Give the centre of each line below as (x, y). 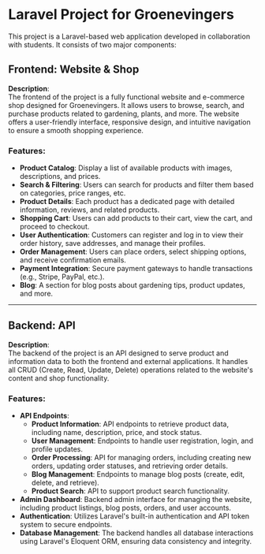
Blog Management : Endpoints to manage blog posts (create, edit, (138, 474)
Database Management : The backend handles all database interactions (136, 533)
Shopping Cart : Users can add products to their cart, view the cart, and (136, 218)
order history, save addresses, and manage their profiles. (112, 244)
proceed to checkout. (54, 227)
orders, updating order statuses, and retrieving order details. (130, 466)
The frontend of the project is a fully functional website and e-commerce (127, 97)
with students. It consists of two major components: (92, 44)
